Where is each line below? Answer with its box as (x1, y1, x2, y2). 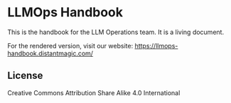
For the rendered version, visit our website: (7, 41, 134, 50)
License (7, 70, 43, 82)
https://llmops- (134, 41, 178, 50)
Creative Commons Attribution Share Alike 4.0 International (7, 88, 181, 97)
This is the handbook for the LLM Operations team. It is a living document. (7, 28, 225, 36)
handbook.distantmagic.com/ (7, 49, 94, 58)
